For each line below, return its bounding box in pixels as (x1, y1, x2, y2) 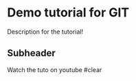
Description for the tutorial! (7, 27, 84, 36)
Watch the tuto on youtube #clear (7, 65, 102, 73)
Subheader (7, 47, 56, 59)
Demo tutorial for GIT (7, 5, 129, 21)
